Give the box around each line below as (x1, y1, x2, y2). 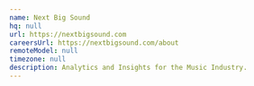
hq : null (9, 21, 42, 30)
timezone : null (9, 55, 67, 64)
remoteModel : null (9, 47, 78, 56)
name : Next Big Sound (9, 13, 91, 22)
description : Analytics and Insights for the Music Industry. (9, 64, 248, 73)
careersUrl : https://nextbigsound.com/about (9, 38, 179, 47)
